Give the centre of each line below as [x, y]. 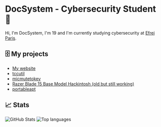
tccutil [18, 73]
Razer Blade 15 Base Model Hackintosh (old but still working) [73, 84]
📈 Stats [17, 105]
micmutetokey [26, 79]
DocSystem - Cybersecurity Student [80, 9]
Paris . [11, 38]
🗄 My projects [27, 54]
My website [24, 68]
